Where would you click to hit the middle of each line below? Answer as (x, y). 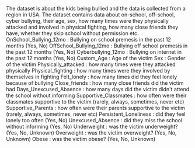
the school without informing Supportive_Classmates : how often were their (96, 95)
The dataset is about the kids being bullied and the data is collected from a (96, 8)
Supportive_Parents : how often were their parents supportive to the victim (96, 108)
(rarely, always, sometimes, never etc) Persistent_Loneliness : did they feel (96, 114)
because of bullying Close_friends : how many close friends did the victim (95, 83)
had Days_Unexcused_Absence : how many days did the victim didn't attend (98, 89)
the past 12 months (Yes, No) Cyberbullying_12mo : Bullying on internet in (94, 52)
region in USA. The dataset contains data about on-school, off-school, (90, 15)
